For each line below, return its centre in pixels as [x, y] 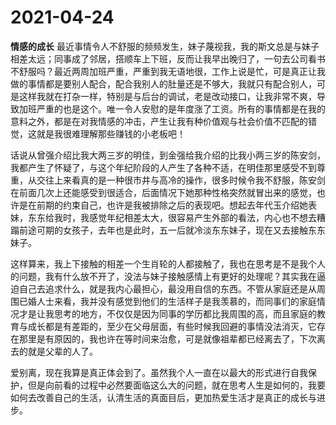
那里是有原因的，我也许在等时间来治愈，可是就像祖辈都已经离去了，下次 [167, 338]
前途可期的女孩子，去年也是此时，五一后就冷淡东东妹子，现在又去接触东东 [172, 230]
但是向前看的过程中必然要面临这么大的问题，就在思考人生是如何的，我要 [176, 385]
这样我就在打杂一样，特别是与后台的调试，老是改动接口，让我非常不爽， [167, 96]
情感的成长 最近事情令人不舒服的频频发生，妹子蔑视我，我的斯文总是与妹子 [165, 46]
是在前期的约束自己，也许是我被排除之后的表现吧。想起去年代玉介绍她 [163, 205]
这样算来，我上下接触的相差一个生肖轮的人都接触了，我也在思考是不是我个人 [168, 263]
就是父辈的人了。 [62, 351]
